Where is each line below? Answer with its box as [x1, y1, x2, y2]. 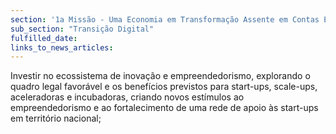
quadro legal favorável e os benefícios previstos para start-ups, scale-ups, [10, 81, 318, 93]
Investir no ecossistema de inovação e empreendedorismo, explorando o [10, 70, 311, 82]
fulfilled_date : [10, 33, 78, 43]
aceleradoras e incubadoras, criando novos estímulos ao [10, 91, 245, 103]
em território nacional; [10, 112, 102, 125]
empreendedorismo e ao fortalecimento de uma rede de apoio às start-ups [10, 102, 319, 114]
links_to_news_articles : [10, 42, 114, 53]
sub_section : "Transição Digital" [10, 24, 155, 34]
